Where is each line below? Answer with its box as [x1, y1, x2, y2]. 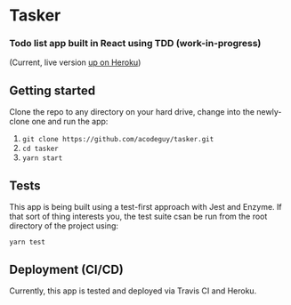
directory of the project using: [9, 221, 118, 231]
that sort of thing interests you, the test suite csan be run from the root [9, 211, 268, 222]
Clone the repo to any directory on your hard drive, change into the [9, 107, 255, 117]
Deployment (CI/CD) [9, 261, 125, 277]
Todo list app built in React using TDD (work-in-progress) [9, 37, 262, 50]
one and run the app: [31, 116, 109, 127]
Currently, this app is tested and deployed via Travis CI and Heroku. [9, 285, 257, 296]
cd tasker [21, 144, 60, 154]
